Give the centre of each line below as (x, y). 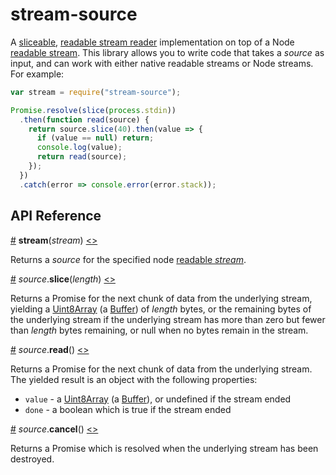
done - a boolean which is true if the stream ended (128, 409)
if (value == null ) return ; (95, 138)
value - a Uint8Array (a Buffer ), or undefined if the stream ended (158, 399)
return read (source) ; (82, 157)
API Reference (56, 216)
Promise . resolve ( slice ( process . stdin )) (93, 110)
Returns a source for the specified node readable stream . (128, 259)
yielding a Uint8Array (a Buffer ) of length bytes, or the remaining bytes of (161, 309)
